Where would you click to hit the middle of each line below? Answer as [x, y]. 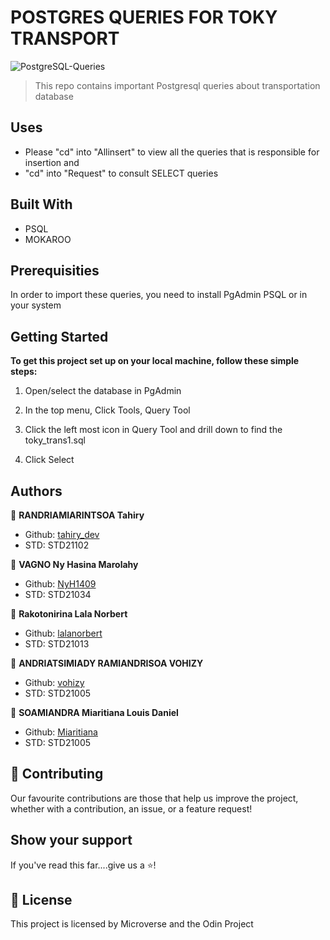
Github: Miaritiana [61, 732]
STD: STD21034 [58, 594]
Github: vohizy [54, 682]
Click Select [49, 460]
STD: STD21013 [57, 644]
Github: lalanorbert [63, 633]
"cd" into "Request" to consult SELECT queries [121, 173]
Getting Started [59, 336]
